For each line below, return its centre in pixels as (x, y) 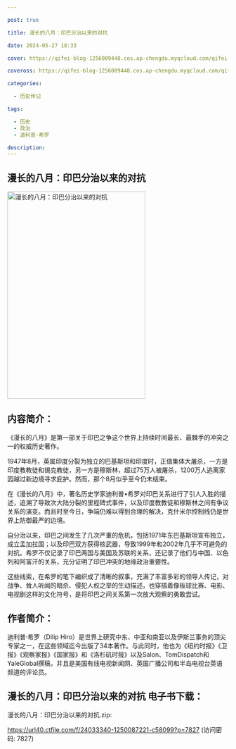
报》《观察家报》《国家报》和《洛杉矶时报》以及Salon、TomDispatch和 (108, 654)
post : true (23, 20)
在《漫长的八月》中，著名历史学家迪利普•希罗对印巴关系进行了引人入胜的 (113, 493)
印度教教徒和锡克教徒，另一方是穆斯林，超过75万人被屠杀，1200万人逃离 (113, 470)
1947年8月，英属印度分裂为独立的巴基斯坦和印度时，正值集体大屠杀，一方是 (118, 461)
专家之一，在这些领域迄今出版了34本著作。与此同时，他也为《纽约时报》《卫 (117, 645)
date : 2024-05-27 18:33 (42, 45)
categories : (25, 84)
